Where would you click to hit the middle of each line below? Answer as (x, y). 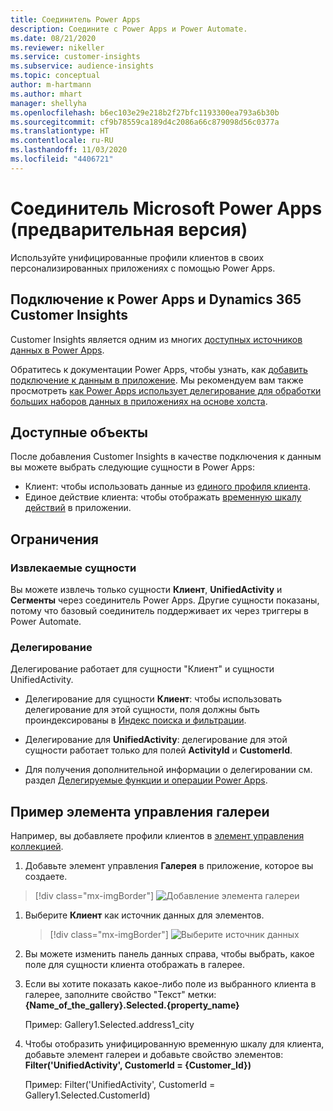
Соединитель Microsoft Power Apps (166, 208)
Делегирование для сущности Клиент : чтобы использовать (153, 699)
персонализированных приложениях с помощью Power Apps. (143, 268)
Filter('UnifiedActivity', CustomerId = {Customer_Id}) (138, 1065)
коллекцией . (37, 847)
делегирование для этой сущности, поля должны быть (142, 710)
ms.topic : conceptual (55, 76)
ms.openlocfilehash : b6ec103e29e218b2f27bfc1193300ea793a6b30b (145, 112)
